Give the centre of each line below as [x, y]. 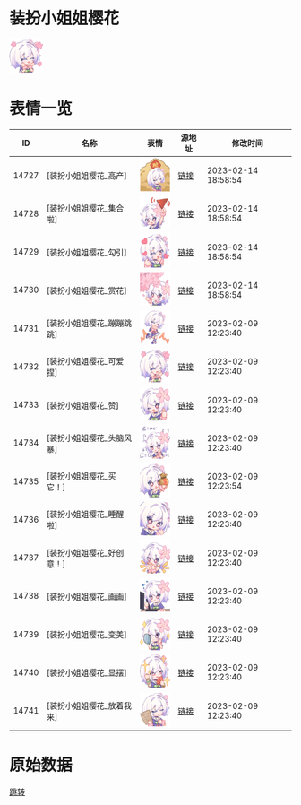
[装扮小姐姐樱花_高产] [86, 176]
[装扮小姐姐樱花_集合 [85, 208]
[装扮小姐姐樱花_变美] [86, 635]
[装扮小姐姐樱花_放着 [85, 705]
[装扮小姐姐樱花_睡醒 [85, 514]
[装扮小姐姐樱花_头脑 [85, 437]
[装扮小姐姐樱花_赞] [82, 405]
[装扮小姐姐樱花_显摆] [86, 672]
